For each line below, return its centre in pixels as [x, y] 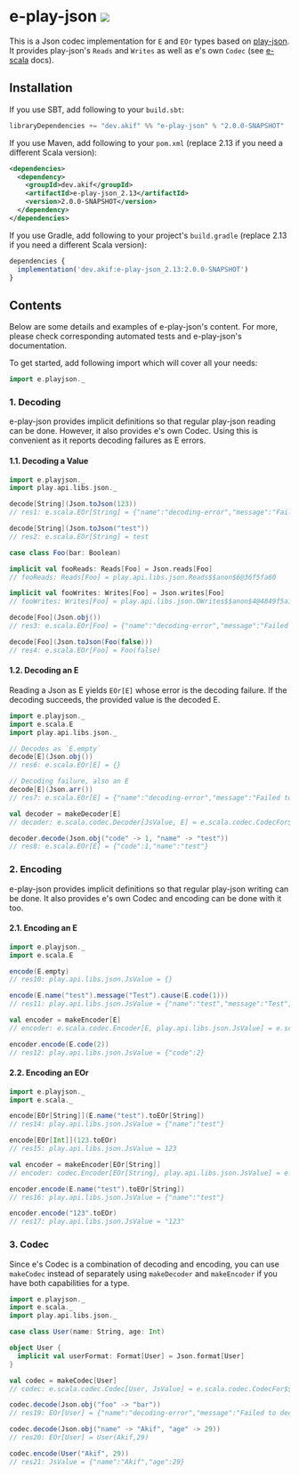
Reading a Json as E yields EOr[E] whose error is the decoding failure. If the [148, 690]
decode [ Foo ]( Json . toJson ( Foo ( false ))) [81, 642]
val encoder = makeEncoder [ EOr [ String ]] [85, 1164]
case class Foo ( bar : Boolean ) [65, 553]
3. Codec [29, 1244]
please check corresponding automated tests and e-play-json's [125, 337]
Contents [36, 305]
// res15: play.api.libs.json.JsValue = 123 [93, 1149]
